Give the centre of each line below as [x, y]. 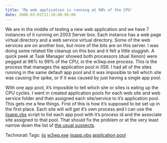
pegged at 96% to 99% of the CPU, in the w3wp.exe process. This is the [81, 61]
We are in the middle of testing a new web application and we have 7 [77, 29]
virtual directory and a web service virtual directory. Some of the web [78, 40]
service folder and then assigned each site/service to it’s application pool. [82, 98]
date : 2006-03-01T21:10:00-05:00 [41, 15]
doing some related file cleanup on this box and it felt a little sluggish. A [80, 51]
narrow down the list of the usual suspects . [50, 125]
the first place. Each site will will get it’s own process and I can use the [79, 109]
